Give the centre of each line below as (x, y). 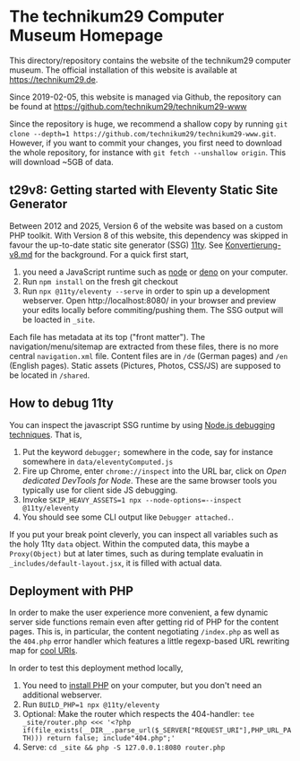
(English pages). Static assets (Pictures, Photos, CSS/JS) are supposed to (145, 365)
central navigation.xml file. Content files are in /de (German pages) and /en (149, 355)
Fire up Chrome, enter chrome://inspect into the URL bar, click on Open (154, 471)
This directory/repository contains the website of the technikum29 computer (150, 60)
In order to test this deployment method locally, (96, 668)
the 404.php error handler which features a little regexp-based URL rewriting (150, 641)
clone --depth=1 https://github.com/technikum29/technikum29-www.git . (143, 133)
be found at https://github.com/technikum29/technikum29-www (129, 106)
